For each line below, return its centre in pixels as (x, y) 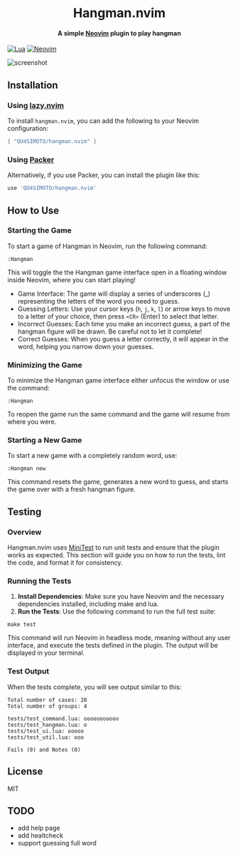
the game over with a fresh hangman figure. (72, 489)
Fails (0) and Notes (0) (44, 749)
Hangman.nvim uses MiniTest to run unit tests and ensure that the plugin (114, 548)
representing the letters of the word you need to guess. (98, 301)
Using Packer (31, 159)
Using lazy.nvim (36, 105)
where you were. (32, 422)
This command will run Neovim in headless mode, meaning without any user (119, 638)
